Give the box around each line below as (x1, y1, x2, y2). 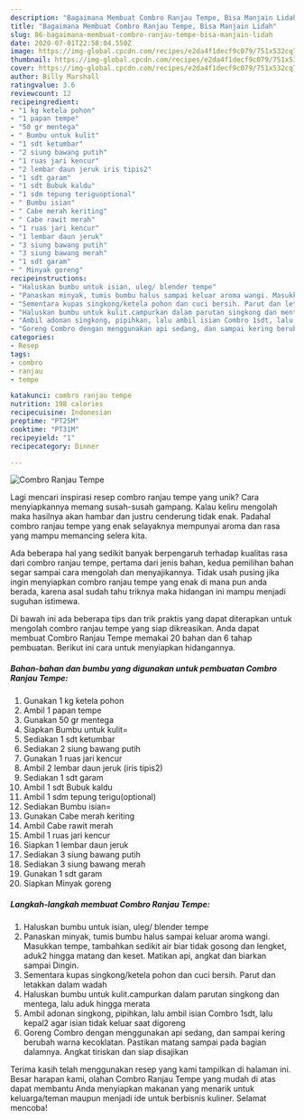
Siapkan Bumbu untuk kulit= (23, 725, 129, 736)
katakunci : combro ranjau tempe (10, 391, 132, 401)
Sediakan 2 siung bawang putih (23, 744, 141, 755)
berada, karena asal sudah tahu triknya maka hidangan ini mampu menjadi (10, 586, 287, 597)
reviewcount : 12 (10, 89, 71, 98)
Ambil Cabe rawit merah (23, 821, 114, 831)
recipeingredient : (10, 97, 79, 107)
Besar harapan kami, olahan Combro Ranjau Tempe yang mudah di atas (10, 1074, 276, 1085)
